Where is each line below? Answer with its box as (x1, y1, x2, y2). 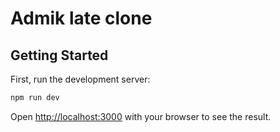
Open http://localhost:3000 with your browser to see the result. (10, 110, 272, 122)
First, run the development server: (10, 73, 151, 85)
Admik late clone (10, 7, 153, 30)
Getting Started (10, 47, 109, 64)
